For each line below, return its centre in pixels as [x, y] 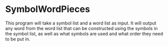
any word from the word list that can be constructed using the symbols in [81, 28]
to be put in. [18, 39]
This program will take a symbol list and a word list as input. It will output [81, 23]
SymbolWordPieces [48, 9]
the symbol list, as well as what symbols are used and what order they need [84, 33]
